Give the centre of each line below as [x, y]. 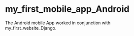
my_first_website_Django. [31, 28]
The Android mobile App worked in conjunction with [58, 23]
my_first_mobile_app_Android [67, 9]
